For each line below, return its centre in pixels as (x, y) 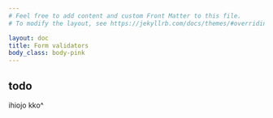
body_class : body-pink (47, 53)
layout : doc (28, 38)
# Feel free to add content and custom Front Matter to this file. (125, 16)
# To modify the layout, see (58, 23)
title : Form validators (49, 45)
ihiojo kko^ (26, 105)
